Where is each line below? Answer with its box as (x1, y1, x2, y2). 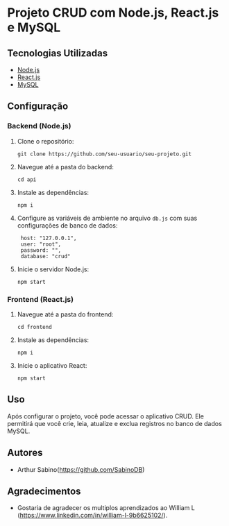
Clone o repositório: (17, 137, 74, 145)
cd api (17, 176, 37, 183)
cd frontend (17, 323, 52, 330)
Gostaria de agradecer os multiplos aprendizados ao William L (17, 504, 196, 512)
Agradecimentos (7, 486, 81, 497)
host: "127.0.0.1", (20, 235, 77, 241)
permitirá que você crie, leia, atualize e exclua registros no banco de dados (7, 419, 222, 427)
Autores (7, 447, 43, 459)
